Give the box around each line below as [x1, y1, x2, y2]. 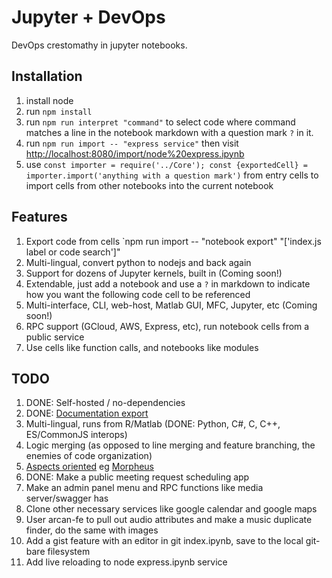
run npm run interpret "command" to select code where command [25, 116, 296, 128]
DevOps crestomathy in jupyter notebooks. [11, 39, 188, 51]
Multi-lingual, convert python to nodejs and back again [25, 256, 252, 268]
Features [11, 209, 68, 226]
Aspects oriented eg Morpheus [25, 461, 154, 473]
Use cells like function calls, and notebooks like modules [25, 341, 259, 353]
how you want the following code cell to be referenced [25, 288, 251, 300]
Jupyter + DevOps [11, 6, 166, 29]
